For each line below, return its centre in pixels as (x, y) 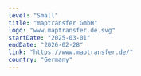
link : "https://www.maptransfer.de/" (71, 52)
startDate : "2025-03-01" (49, 38)
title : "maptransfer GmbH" (53, 23)
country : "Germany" (41, 60)
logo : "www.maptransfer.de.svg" (62, 30)
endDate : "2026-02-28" (46, 45)
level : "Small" (33, 15)
